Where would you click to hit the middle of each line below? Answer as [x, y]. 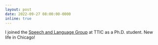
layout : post [18, 9]
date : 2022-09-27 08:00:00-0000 [38, 14]
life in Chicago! [20, 37]
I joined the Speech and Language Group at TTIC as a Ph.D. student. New [79, 32]
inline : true [18, 18]
